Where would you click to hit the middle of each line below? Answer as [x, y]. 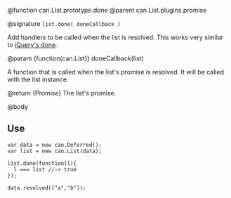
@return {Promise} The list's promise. [62, 93]
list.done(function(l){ [42, 163]
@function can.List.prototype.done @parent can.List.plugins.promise [107, 10]
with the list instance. [38, 79]
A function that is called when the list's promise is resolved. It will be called [116, 72]
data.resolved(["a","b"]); [47, 188]
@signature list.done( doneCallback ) [64, 24]
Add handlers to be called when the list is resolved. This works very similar [115, 37]
